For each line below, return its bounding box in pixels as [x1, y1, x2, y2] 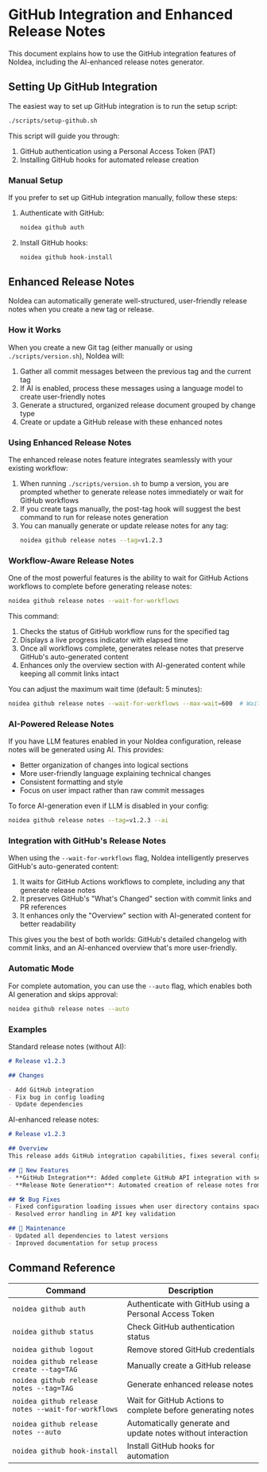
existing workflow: [8, 463, 69, 473]
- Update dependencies [8, 1100, 83, 1109]
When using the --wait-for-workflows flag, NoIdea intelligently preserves [8, 853, 250, 863]
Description [168, 1285, 214, 1296]
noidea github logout [12, 1345, 94, 1354]
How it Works [8, 324, 61, 335]
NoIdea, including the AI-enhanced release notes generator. [8, 57, 205, 67]
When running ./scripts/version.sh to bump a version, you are [19, 479, 229, 489]
